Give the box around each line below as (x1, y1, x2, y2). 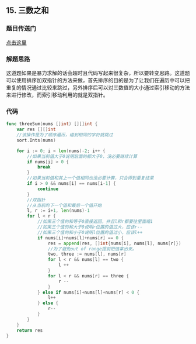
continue (37, 186, 59, 192)
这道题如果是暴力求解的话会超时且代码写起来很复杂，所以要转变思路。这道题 (6, 69, 190, 76)
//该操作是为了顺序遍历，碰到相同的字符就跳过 (16, 132, 113, 138)
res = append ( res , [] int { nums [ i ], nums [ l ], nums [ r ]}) (47, 240, 181, 246)
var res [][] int (16, 126, 57, 133)
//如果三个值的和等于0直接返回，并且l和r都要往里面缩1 (37, 219, 153, 225)
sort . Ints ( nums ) (16, 137, 57, 143)
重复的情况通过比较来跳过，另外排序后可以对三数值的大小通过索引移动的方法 (6, 84, 190, 91)
